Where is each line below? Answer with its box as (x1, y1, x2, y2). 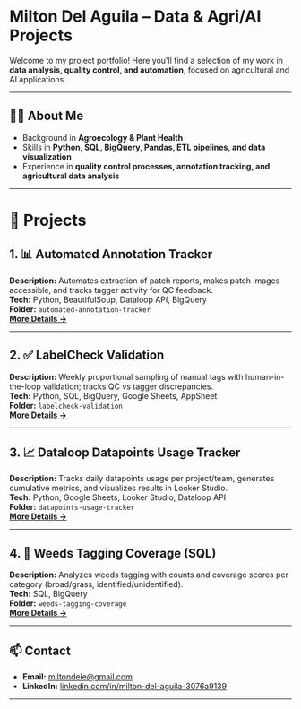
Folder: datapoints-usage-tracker (9, 502, 135, 513)
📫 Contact (9, 643, 72, 658)
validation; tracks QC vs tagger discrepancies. (43, 381, 214, 392)
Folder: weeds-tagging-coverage (9, 598, 127, 609)
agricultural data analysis (21, 170, 120, 181)
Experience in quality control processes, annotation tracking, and (21, 160, 271, 171)
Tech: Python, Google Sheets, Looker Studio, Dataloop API (9, 492, 227, 503)
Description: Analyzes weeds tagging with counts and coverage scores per (9, 569, 289, 580)
